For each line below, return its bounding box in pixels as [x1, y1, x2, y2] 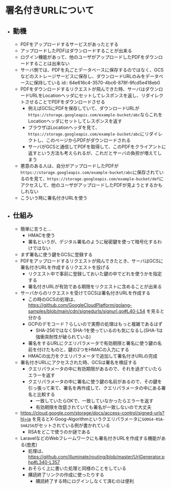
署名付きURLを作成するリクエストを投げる [20, 264, 110, 270]
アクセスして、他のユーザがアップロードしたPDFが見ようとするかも [20, 182, 163, 188]
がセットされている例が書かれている [34, 422, 110, 428]
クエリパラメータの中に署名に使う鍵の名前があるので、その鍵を [28, 378, 162, 385]
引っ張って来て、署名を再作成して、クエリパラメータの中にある [28, 385, 162, 391]
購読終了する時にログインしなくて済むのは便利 [35, 478, 134, 484]
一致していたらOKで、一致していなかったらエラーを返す [35, 397, 154, 403]
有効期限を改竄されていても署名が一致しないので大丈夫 [35, 404, 152, 410]
